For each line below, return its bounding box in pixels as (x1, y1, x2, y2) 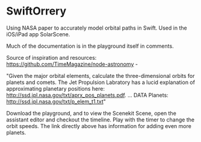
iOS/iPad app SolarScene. (6, 30, 70, 37)
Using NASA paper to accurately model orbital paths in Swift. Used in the (6, 24, 188, 31)
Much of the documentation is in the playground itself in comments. (6, 42, 174, 50)
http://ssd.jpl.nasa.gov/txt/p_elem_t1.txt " (6, 98, 107, 105)
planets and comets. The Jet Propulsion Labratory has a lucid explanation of (6, 79, 196, 86)
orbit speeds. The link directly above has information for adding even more (6, 122, 191, 129)
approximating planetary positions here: (6, 85, 105, 92)
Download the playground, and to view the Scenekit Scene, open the (6, 109, 176, 117)
